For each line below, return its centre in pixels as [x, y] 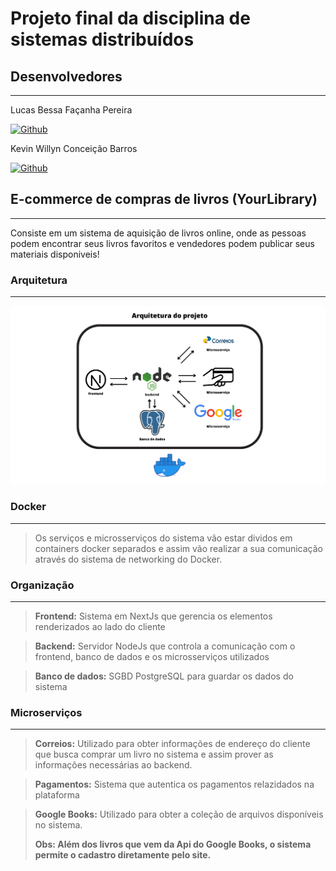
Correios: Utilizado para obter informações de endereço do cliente [172, 744]
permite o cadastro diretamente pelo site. [123, 855]
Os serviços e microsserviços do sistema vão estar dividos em [163, 538]
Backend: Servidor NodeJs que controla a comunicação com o [165, 646]
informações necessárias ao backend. [113, 765]
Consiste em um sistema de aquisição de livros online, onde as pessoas [158, 233]
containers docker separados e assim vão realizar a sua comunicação [178, 548]
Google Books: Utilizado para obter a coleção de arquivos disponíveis [179, 814]
